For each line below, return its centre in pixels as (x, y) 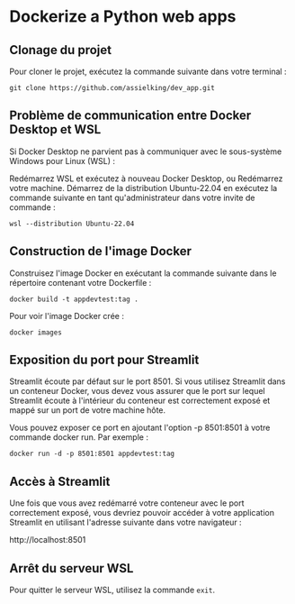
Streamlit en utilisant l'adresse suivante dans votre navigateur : (125, 522)
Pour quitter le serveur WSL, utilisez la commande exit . (112, 590)
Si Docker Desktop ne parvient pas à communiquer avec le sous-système (146, 151)
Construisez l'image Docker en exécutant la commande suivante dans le (143, 273)
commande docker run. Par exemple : (79, 437)
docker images (36, 332)
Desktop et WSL (55, 129)
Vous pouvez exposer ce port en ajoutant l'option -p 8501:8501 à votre (140, 428)
